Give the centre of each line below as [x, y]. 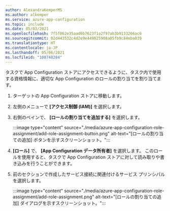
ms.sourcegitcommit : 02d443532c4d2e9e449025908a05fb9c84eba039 [74, 39]
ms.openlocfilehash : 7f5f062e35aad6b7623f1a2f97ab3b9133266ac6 [74, 34]
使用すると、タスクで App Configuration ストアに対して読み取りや [91, 157]
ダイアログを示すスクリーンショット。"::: [63, 203]
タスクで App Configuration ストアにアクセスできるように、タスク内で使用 [83, 72]
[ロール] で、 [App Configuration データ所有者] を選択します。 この [83, 151]
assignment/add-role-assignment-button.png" [61, 134]
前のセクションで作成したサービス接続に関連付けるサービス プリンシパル [89, 174]
